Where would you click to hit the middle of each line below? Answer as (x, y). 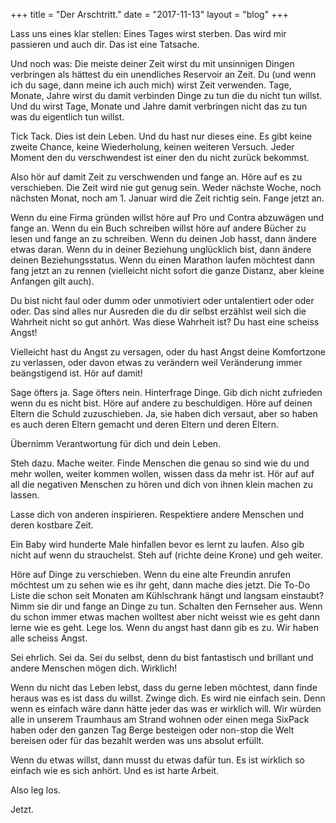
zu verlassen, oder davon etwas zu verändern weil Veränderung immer (156, 362)
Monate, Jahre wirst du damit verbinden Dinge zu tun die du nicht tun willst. (166, 95)
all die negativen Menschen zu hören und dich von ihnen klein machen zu (161, 484)
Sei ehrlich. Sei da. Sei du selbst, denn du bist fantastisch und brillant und (162, 657)
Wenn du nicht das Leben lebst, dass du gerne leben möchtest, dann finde (164, 687)
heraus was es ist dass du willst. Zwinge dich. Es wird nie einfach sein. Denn (168, 698)
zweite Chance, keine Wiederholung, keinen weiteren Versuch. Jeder (152, 147)
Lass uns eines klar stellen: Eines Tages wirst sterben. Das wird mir (148, 33)
